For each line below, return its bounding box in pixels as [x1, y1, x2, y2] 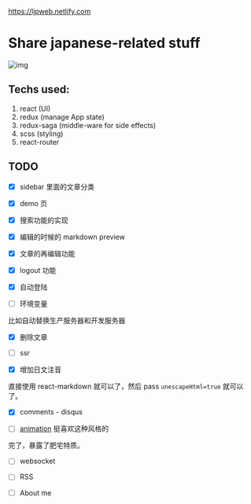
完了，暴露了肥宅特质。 [8, 440, 84, 451]
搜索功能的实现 [19, 215, 68, 225]
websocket [19, 456, 56, 466]
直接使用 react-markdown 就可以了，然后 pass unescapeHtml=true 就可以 [8, 381, 244, 392]
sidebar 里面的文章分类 [19, 182, 95, 191]
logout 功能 [19, 265, 57, 274]
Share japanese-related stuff [8, 35, 201, 52]
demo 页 [19, 198, 48, 208]
